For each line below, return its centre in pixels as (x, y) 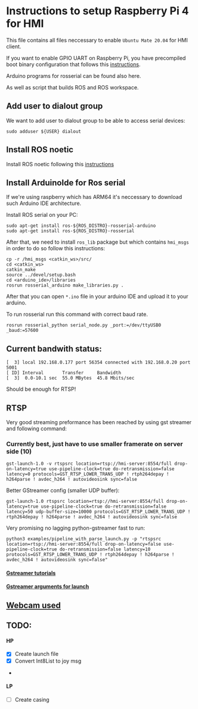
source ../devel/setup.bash (41, 275)
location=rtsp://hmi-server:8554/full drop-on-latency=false (84, 544)
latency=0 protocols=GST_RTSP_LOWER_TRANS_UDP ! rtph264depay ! (88, 474)
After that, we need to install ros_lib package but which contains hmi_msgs (98, 242)
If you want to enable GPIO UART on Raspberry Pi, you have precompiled (96, 58)
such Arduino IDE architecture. (44, 203)
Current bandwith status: (54, 349)
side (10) (19, 451)
